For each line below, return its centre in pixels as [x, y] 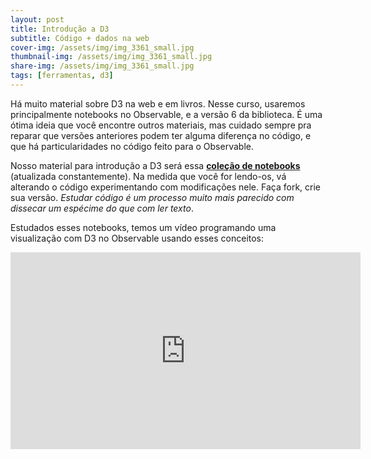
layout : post [37, 19]
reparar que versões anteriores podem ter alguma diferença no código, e [161, 135]
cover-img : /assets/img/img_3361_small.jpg [102, 47]
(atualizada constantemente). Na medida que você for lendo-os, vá [148, 176]
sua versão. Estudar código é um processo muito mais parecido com [152, 197]
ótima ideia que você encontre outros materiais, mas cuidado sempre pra [161, 125]
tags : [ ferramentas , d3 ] [62, 76]
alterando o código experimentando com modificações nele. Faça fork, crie [165, 187]
